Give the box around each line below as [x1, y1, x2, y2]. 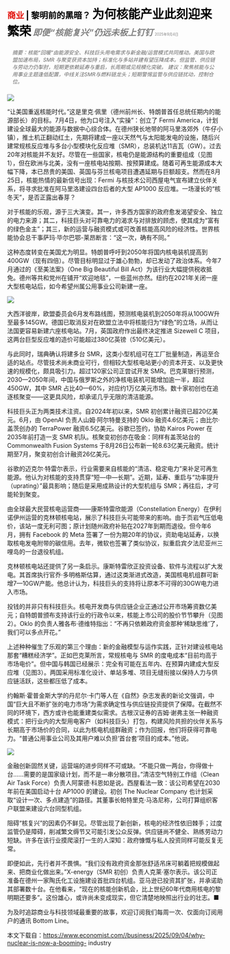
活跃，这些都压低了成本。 [18, 677, 91, 685]
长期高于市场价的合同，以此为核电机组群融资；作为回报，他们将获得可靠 [7, 726, 211, 733]
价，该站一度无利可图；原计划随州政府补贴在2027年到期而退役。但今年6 [7, 522, 212, 530]
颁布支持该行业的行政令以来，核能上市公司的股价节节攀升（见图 [42, 611, 223, 619]
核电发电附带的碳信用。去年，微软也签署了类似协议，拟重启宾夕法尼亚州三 [12, 539, 223, 547]
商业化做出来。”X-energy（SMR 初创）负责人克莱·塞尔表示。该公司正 [25, 868, 218, 876]
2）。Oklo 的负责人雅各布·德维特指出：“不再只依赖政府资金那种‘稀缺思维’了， [7, 620, 222, 627]
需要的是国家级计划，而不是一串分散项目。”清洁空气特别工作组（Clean [23, 770, 220, 778]
